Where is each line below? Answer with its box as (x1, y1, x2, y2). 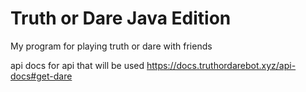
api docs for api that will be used (10, 59, 145, 71)
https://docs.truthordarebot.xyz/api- (146, 59, 297, 71)
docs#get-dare (10, 70, 73, 82)
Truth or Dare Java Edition (10, 7, 232, 30)
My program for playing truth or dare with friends (10, 40, 213, 52)
